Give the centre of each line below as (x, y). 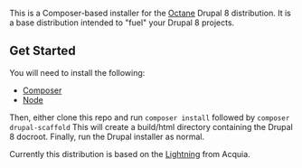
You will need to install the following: (77, 72)
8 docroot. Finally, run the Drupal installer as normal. (107, 136)
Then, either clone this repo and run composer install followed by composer (150, 117)
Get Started (42, 51)
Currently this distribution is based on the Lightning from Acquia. (130, 154)
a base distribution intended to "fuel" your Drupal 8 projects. (122, 23)
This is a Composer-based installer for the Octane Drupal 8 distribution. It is (150, 13)
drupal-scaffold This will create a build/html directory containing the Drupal (151, 126)
